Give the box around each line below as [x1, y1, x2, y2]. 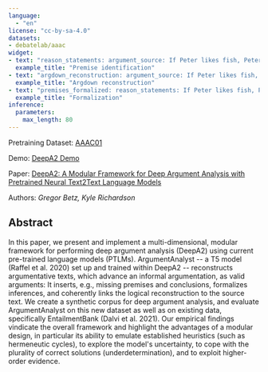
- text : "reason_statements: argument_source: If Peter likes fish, [8, 57, 241, 65]
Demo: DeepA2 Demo [8, 153, 80, 162]
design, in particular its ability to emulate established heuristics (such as [8, 330, 246, 340]
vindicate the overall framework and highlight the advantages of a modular [8, 322, 254, 332]
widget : [8, 49, 34, 57]
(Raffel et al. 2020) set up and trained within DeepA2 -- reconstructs [8, 262, 234, 272]
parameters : [15, 109, 56, 117]
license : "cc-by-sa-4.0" [8, 26, 91, 34]
